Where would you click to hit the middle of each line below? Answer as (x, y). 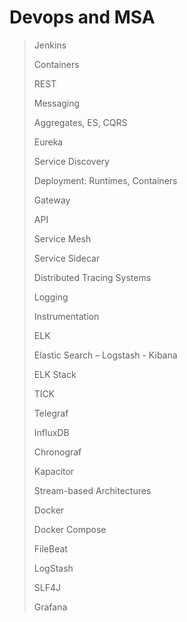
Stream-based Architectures (92, 490)
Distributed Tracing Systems (92, 277)
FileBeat (50, 548)
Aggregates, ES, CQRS (80, 122)
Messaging (57, 103)
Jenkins (50, 45)
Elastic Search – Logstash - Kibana (105, 355)
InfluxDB (51, 432)
